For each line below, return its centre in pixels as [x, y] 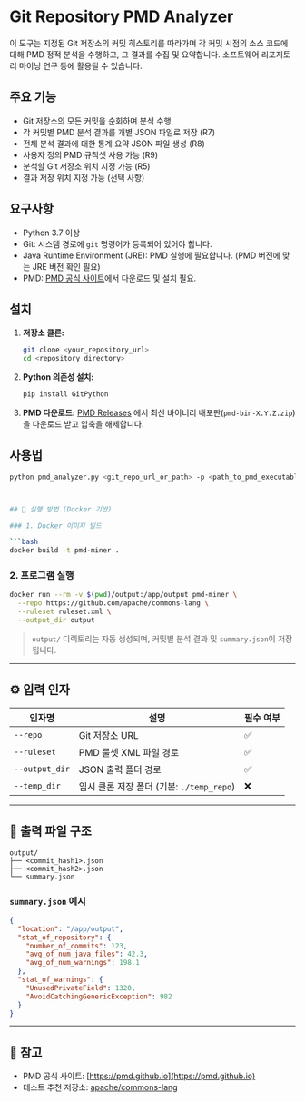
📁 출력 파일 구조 [51, 832]
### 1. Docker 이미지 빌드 [56, 526]
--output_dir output [56, 620]
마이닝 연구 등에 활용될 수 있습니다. [80, 65]
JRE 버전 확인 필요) [67, 266]
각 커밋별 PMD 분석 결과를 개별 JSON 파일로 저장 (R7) [119, 132]
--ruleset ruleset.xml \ [64, 612]
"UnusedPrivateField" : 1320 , [81, 988]
